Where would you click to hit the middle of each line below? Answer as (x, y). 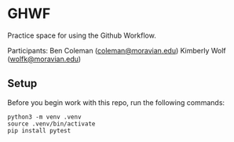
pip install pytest (39, 130)
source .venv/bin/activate (51, 124)
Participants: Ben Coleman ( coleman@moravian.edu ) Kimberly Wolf (117, 50)
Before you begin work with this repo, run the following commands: (116, 102)
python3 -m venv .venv (44, 117)
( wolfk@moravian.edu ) (44, 59)
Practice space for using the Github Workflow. (82, 35)
